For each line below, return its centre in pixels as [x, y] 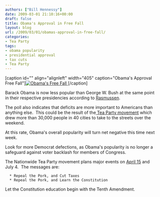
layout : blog [18, 28]
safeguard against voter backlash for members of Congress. [66, 153]
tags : [10, 46]
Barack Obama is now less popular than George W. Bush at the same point [80, 93]
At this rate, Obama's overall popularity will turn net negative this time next [80, 132]
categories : [17, 37]
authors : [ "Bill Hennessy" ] [34, 10]
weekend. [15, 123]
